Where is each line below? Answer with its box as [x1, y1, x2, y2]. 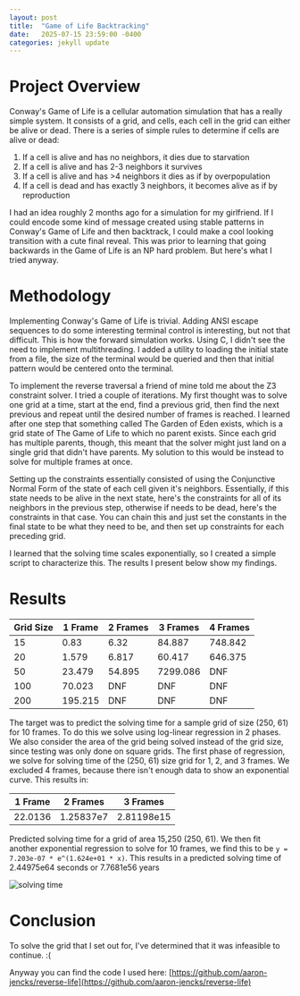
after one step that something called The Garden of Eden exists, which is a [9, 418, 284, 429]
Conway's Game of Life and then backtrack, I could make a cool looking [9, 226, 274, 237]
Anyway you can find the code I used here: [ [9, 967, 172, 977]
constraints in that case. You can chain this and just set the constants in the [9, 511, 287, 523]
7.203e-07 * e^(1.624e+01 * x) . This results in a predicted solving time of [9, 853, 282, 864]
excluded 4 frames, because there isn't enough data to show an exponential [9, 765, 289, 776]
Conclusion [9, 911, 96, 931]
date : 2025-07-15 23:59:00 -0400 [9, 30, 142, 38]
